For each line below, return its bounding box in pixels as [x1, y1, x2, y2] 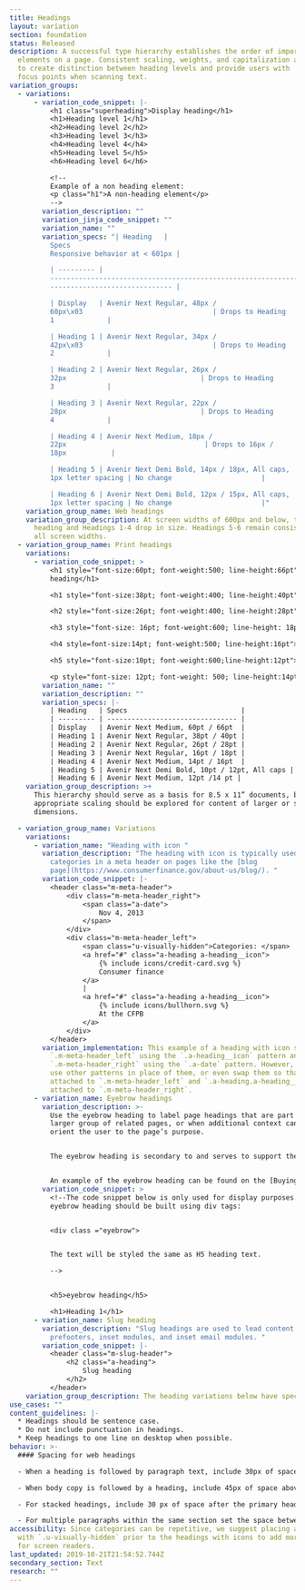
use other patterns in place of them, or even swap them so [49, 1068, 282, 1078]
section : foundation [9, 30, 88, 39]
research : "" [9, 1566, 59, 1575]
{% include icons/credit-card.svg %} [98, 958, 242, 967]
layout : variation [9, 22, 79, 31]
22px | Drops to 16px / [49, 440, 274, 449]
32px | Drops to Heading [49, 374, 274, 383]
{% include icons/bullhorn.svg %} [98, 1001, 230, 1010]
